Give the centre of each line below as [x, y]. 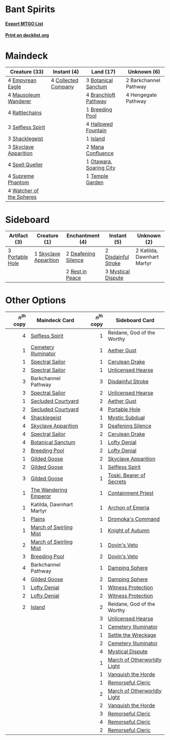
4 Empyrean [22, 81]
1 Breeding [99, 110]
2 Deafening [80, 254]
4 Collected [65, 81]
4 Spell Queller [25, 165]
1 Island [95, 139]
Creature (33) [27, 72]
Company [62, 87]
